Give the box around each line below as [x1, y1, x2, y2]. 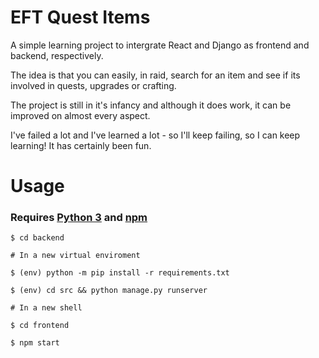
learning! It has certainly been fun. [10, 139, 152, 151]
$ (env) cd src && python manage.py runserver [10, 286, 208, 296]
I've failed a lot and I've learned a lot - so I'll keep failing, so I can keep [10, 129, 301, 141]
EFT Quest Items [10, 6, 151, 29]
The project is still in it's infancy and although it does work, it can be [10, 99, 292, 111]
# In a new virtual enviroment [10, 251, 141, 261]
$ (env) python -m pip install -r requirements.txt [10, 268, 230, 278]
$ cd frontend [10, 321, 70, 331]
